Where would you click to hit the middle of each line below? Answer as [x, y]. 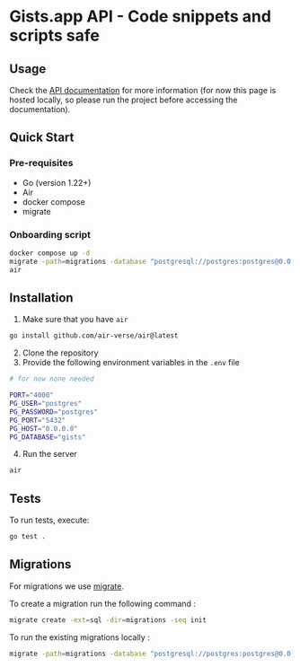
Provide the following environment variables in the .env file [131, 363]
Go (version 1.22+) [57, 182]
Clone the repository [60, 353]
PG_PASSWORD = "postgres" [54, 412]
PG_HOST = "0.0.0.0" [44, 428]
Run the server [50, 454]
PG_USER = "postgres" [46, 404]
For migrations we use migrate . [66, 586]
